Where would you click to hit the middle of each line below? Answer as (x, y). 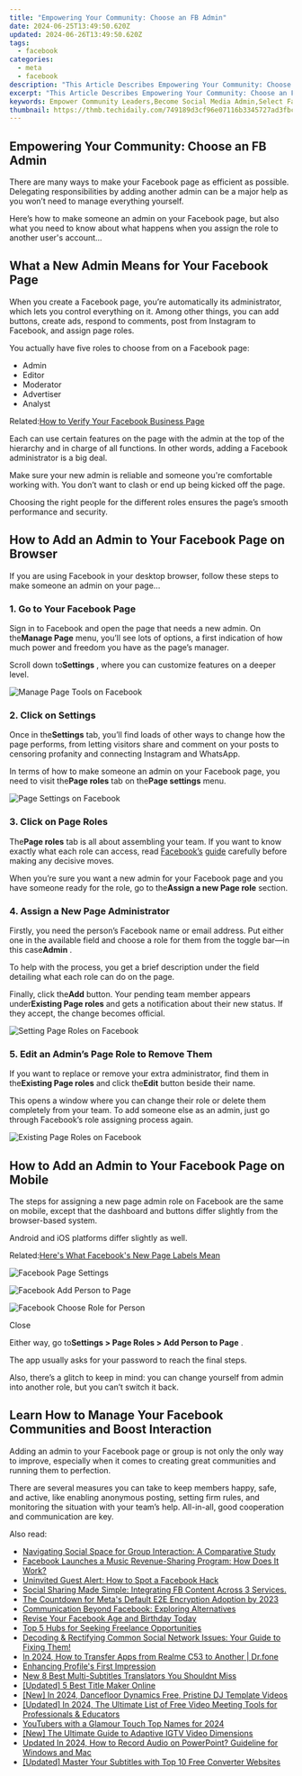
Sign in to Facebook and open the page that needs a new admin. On (135, 628)
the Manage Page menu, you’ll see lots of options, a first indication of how (146, 638)
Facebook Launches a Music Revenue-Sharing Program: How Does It (151, 1561)
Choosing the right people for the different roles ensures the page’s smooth (149, 502)
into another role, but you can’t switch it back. (94, 1387)
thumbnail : (30, 110)
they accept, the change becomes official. (87, 1013)
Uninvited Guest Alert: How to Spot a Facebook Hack (120, 1580)
